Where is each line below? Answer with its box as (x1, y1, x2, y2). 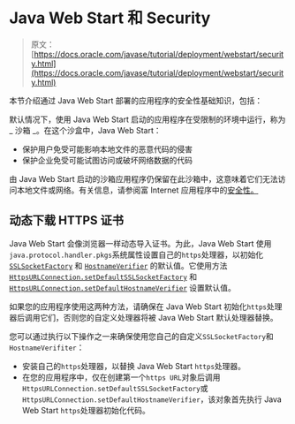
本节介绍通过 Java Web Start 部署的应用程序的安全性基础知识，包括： (9, 95, 263, 106)
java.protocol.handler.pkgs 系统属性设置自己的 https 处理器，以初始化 (9, 249, 263, 260)
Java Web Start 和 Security (9, 8, 211, 28)
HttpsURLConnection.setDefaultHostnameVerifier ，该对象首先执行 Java (21, 394, 283, 405)
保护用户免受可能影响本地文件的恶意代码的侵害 (21, 143, 193, 155)
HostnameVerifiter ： (9, 342, 85, 352)
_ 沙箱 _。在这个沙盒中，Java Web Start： (9, 125, 162, 135)
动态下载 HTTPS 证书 (9, 213, 125, 228)
